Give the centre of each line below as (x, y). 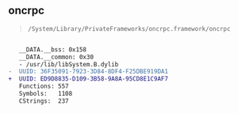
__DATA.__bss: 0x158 (53, 49)
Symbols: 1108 (46, 94)
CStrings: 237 (44, 101)
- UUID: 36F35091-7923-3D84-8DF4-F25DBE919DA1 (88, 72)
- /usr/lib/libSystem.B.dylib (69, 64)
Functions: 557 (44, 87)
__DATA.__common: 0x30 (56, 57)
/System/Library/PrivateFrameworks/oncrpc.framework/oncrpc (129, 28)
